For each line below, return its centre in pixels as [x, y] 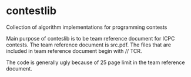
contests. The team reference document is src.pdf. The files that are [89, 45]
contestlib [31, 11]
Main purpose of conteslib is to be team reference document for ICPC [91, 38]
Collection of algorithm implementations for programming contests [87, 27]
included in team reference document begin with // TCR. [74, 51]
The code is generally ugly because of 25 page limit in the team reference [95, 62]
